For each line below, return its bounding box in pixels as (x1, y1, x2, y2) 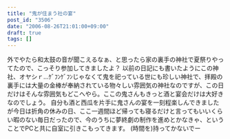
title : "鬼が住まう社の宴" (7, 10, 76, 17)
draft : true (7, 29, 41, 36)
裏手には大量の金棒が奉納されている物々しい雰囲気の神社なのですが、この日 (7, 81, 224, 89)
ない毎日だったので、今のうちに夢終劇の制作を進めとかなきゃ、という (25, 116, 224, 124)
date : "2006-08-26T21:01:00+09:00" (7, 23, 109, 30)
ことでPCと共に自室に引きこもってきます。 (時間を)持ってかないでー (7, 125, 201, 133)
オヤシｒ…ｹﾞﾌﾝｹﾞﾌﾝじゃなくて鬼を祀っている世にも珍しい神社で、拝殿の (19, 73, 223, 81)
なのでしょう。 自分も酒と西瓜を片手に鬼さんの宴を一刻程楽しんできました (7, 98, 220, 107)
